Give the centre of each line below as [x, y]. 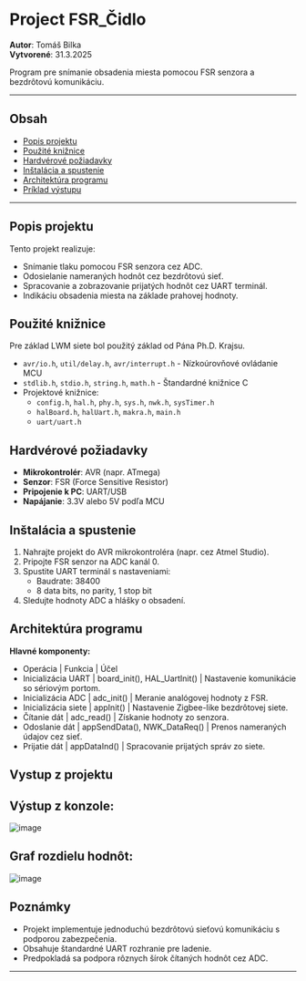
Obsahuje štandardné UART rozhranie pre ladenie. [117, 948]
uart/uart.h [59, 423]
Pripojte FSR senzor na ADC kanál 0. [91, 562]
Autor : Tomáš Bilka [46, 45]
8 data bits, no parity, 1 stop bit [94, 591]
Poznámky [40, 907]
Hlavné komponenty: [50, 651]
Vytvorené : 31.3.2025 [51, 54]
